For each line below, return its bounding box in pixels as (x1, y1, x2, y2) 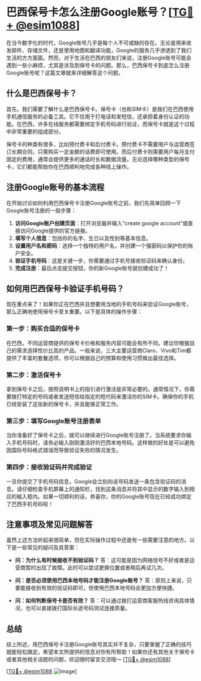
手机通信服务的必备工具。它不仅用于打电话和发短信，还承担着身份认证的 (6, 113, 184, 120)
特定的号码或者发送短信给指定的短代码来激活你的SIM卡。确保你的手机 (22, 393, 194, 400)
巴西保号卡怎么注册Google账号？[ (6, 5, 172, 19)
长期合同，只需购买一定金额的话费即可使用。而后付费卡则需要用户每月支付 (11, 148, 195, 155)
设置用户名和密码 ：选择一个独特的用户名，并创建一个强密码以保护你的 (14, 242, 188, 249)
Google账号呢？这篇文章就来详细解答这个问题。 (6, 69, 124, 76)
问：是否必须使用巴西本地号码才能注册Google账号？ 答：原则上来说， (14, 577, 187, 584)
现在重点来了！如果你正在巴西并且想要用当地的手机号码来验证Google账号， (6, 301, 192, 308)
